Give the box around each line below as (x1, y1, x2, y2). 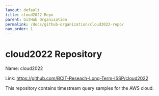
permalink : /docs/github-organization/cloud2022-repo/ (5, 21, 124, 27)
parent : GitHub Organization (5, 17, 67, 22)
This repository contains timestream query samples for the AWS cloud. (5, 85, 154, 91)
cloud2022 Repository (5, 49, 102, 60)
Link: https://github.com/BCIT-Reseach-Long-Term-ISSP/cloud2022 (5, 75, 149, 82)
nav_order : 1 (5, 27, 33, 32)
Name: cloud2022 (5, 65, 43, 71)
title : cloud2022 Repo (5, 12, 54, 17)
